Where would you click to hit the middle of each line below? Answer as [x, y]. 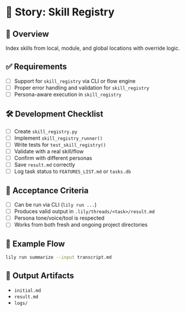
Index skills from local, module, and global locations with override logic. [93, 48]
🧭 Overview [27, 34]
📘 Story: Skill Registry [60, 12]
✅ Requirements [36, 67]
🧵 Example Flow [35, 244]
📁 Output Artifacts [40, 276]
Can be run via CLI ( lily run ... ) [55, 205]
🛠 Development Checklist [54, 114]
